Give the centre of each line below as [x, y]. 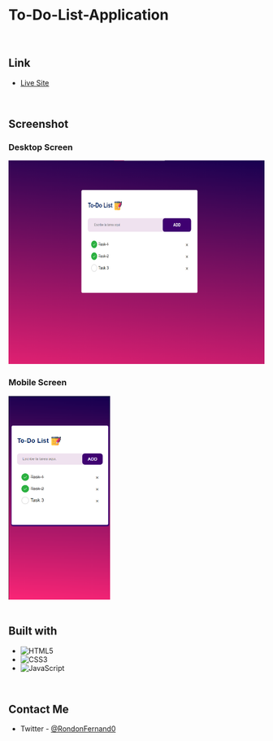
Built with [33, 631]
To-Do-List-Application [89, 15]
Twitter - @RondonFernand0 [68, 729]
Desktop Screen [41, 147]
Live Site [35, 82]
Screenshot [39, 124]
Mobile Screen [38, 383]
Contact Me [39, 709]
